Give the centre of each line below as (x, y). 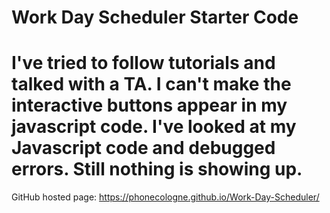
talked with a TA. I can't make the (151, 84)
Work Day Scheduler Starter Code (155, 17)
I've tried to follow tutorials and (143, 63)
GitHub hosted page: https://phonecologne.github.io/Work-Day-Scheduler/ (165, 197)
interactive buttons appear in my (149, 105)
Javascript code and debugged (143, 148)
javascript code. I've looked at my (154, 127)
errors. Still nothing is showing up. (157, 169)
